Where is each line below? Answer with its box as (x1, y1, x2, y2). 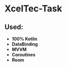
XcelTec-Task (4, 3, 63, 14)
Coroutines (11, 52, 35, 58)
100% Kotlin (11, 36, 37, 42)
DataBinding (11, 41, 38, 47)
